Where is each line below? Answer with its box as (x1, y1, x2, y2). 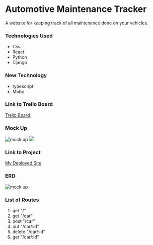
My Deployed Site (5, 160, 42, 166)
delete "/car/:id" (12, 229, 46, 235)
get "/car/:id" (12, 234, 39, 240)
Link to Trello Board (5, 101, 53, 108)
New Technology (5, 72, 47, 79)
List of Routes (5, 196, 39, 203)
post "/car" (12, 218, 36, 224)
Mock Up (5, 124, 27, 131)
